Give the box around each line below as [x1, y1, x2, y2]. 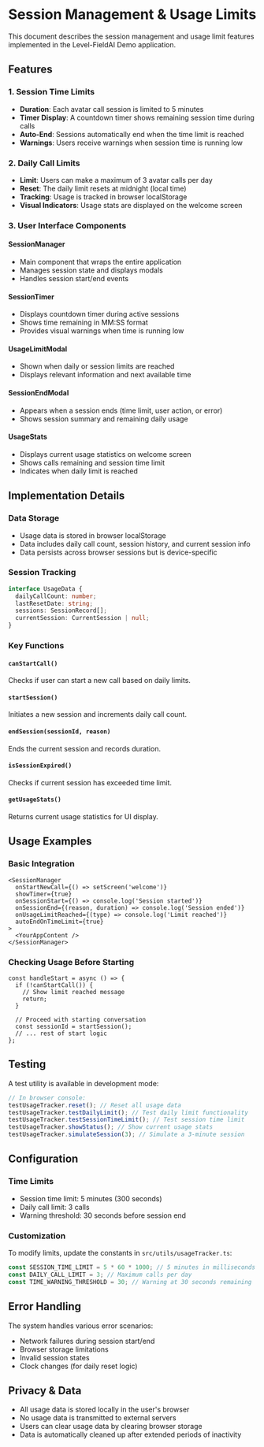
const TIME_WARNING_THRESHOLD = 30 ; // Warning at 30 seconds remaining [8, 1278, 252, 1286]
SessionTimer [8, 291, 55, 301]
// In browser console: [8, 1093, 87, 1102]
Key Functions [8, 640, 65, 651]
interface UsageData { [8, 584, 83, 592]
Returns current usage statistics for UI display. [8, 812, 159, 822]
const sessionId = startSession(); [15, 1022, 132, 1031]
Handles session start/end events [19, 274, 128, 284]
